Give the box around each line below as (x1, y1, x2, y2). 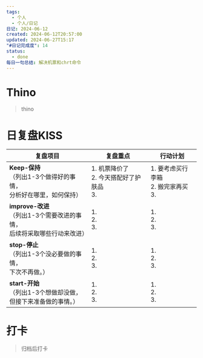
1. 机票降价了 (91, 164, 129, 173)
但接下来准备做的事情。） (9, 298, 80, 306)
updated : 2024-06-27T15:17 (6, 37, 74, 43)
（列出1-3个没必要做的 (9, 250, 76, 258)
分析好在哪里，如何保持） (9, 191, 83, 200)
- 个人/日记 (11, 20, 38, 26)
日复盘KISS (6, 128, 63, 142)
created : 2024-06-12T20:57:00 (6, 31, 83, 37)
